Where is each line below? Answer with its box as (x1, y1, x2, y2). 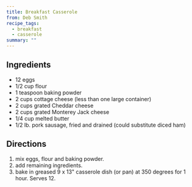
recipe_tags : (6, 20, 40, 26)
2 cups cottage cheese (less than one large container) (15, 95, 152, 102)
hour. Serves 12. (15, 174, 56, 182)
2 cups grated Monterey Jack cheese (15, 108, 110, 116)
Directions (6, 139, 47, 149)
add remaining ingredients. (15, 161, 83, 169)
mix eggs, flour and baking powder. (15, 155, 105, 162)
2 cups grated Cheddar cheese (15, 102, 94, 109)
